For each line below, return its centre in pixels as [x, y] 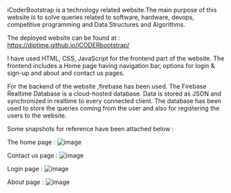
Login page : [25, 169]
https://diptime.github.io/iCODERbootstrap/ [68, 45]
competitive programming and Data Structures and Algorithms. [97, 24]
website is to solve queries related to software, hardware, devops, [101, 17]
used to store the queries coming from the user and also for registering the [113, 108]
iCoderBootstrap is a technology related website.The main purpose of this [112, 10]
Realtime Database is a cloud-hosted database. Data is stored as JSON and [114, 93]
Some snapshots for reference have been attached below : [91, 129]
